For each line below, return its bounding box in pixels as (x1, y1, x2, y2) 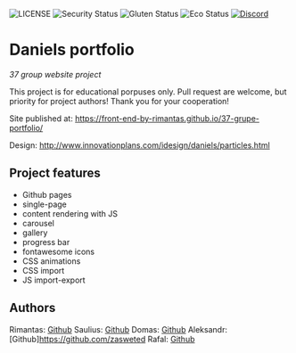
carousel (21, 218, 55, 228)
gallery (21, 227, 48, 238)
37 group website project (9, 69, 102, 79)
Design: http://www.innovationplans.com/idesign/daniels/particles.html (9, 139, 270, 151)
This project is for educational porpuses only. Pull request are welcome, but (9, 86, 287, 97)
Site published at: (9, 112, 73, 124)
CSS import (21, 265, 65, 275)
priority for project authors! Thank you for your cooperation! (9, 95, 230, 106)
